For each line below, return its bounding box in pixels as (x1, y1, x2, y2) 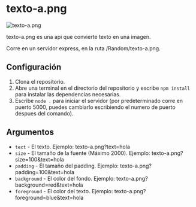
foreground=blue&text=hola (14, 194, 84, 201)
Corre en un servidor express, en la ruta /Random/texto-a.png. (6, 44, 161, 52)
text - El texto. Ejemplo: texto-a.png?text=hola (14, 143, 131, 150)
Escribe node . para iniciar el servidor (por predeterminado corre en (14, 97, 183, 104)
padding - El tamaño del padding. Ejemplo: (14, 162, 119, 169)
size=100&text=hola (14, 156, 64, 163)
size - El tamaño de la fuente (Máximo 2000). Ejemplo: (14, 149, 151, 157)
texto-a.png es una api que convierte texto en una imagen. (6, 33, 151, 40)
